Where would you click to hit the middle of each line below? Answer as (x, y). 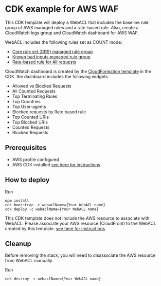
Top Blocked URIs (30, 122)
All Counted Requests (34, 91)
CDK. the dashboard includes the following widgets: (57, 76)
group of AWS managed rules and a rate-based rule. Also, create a (72, 27)
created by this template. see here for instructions (55, 228)
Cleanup (18, 243)
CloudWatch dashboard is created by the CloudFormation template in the (78, 71)
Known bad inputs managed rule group (51, 56)
